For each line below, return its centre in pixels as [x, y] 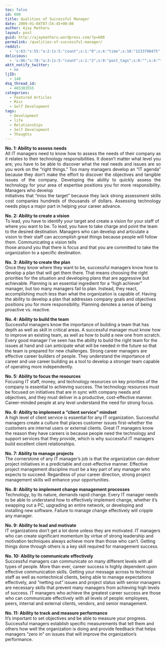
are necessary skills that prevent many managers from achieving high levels [82, 588]
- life [16, 120]
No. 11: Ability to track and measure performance [56, 613]
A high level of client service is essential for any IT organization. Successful [82, 417]
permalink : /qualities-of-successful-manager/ [54, 42]
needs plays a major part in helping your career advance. [63, 206]
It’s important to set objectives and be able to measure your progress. [76, 618]
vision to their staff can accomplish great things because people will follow [81, 237]
